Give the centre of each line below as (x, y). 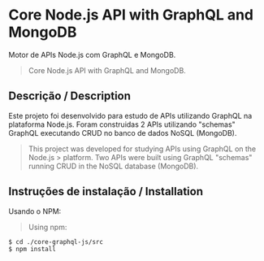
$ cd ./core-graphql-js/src (56, 241)
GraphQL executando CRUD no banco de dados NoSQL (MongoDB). (123, 133)
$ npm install (32, 249)
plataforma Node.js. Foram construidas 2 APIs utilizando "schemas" (122, 124)
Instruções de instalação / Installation (106, 191)
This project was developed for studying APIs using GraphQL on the (142, 149)
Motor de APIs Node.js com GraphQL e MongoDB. (92, 54)
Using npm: (48, 227)
